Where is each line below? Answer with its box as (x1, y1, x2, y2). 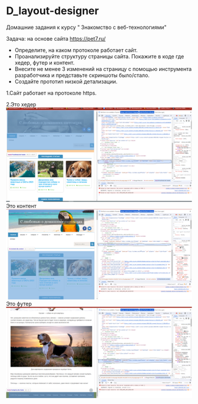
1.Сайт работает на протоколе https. (6, 89, 97, 96)
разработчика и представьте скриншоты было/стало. (14, 71, 150, 79)
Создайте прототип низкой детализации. (14, 78, 118, 85)
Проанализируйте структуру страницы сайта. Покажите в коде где (14, 53, 184, 60)
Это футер (6, 300, 32, 307)
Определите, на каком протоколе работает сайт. (14, 46, 138, 54)
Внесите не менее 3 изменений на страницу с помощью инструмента (14, 65, 192, 72)
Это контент (6, 202, 37, 209)
